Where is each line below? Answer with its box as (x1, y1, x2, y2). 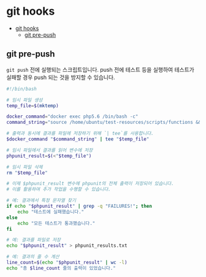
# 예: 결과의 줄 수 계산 (6, 254, 59, 260)
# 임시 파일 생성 (6, 97, 43, 103)
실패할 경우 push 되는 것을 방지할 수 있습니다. (6, 74, 115, 81)
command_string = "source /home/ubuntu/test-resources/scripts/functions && (6, 120, 202, 126)
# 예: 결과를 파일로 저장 (6, 237, 61, 243)
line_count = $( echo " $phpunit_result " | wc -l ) (6, 259, 128, 265)
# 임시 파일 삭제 (6, 164, 43, 170)
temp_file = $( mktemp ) (6, 102, 59, 108)
